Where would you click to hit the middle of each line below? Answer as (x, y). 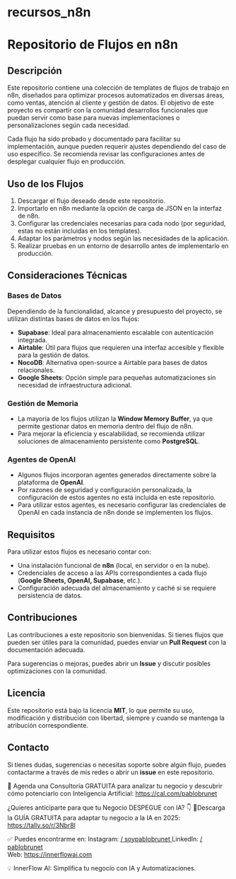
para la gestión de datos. (54, 355)
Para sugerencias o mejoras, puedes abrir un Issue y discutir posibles (109, 663)
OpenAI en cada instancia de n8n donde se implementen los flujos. (115, 513)
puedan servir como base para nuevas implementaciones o (94, 118)
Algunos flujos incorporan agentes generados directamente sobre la (117, 475)
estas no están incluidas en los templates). (79, 231)
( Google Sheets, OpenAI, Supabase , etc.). (80, 581)
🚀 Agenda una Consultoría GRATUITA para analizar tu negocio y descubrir (115, 786)
